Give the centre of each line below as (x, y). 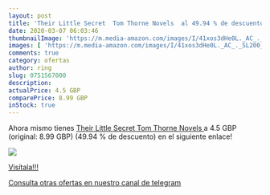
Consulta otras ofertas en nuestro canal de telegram (95, 183)
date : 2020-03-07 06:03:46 (53, 30)
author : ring (30, 68)
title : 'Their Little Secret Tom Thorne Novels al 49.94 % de (118, 23)
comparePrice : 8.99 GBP (48, 98)
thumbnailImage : (35, 38)
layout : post (30, 16)
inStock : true (32, 105)
